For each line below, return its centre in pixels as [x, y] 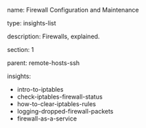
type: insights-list [32, 23]
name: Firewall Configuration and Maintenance [73, 10]
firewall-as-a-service [47, 118]
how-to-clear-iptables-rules [57, 104]
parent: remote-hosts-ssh [44, 63]
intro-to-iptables [40, 89]
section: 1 [21, 50]
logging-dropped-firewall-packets [65, 111]
